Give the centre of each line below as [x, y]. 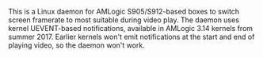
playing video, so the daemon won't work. [76, 45]
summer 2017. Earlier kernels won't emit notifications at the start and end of [131, 37]
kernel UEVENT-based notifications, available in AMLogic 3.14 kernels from [131, 28]
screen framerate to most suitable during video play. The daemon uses [124, 20]
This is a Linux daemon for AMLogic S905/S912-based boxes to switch [124, 12]
